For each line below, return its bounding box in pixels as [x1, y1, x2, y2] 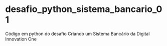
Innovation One [5, 36, 37, 42]
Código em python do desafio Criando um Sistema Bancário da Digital [5, 30, 150, 36]
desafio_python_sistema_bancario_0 [5, 3, 162, 15]
